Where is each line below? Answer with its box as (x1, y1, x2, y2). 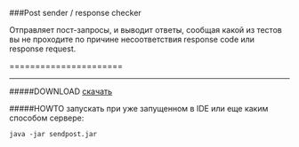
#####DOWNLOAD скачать (9, 86, 113, 97)
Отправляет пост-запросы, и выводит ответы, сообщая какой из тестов (9, 25, 282, 35)
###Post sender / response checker (9, 8, 142, 18)
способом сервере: (9, 112, 85, 123)
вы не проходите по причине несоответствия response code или (9, 35, 255, 44)
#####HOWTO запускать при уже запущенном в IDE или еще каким (9, 104, 269, 113)
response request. (9, 43, 77, 54)
